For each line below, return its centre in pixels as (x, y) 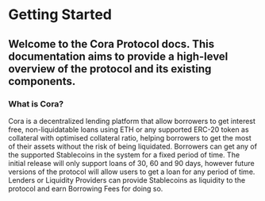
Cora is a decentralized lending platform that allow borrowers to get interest (132, 121)
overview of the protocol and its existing (110, 69)
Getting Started (60, 15)
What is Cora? (36, 103)
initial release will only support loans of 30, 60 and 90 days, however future (132, 163)
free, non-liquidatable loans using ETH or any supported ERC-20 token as (129, 129)
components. (42, 81)
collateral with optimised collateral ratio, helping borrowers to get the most (130, 137)
